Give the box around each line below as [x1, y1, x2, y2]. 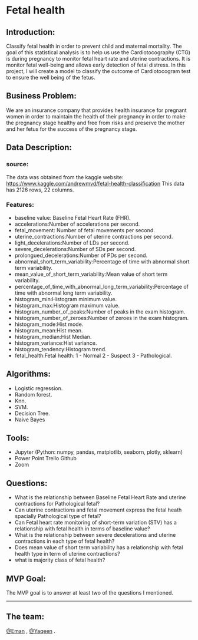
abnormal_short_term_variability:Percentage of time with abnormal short [14, 258, 190, 265]
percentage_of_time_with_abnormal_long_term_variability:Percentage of [14, 283, 189, 290]
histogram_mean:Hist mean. [14, 326, 83, 334]
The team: [6, 612, 45, 622]
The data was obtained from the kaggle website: [6, 173, 124, 180]
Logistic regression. [14, 384, 63, 392]
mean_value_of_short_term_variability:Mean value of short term [14, 270, 168, 278]
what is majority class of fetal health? [14, 556, 105, 563]
